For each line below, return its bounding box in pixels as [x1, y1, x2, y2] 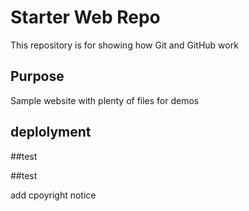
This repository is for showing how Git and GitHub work [10, 39, 239, 51]
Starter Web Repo [10, 6, 161, 29]
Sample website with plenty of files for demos [10, 94, 200, 106]
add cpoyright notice [10, 189, 97, 201]
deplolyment [10, 124, 92, 141]
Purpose [10, 68, 65, 85]
